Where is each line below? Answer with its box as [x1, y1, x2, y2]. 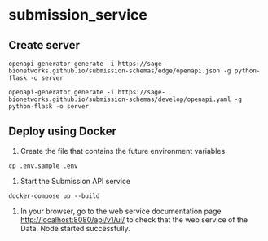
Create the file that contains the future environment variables [20, 146, 226, 156]
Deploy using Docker [8, 125, 116, 138]
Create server [8, 38, 80, 52]
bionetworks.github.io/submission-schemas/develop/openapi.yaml [8, 95, 231, 103]
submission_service [8, 6, 148, 24]
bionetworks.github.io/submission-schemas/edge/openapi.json [8, 67, 221, 75]
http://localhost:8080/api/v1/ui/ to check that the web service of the [20, 214, 248, 225]
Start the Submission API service [20, 176, 131, 186]
